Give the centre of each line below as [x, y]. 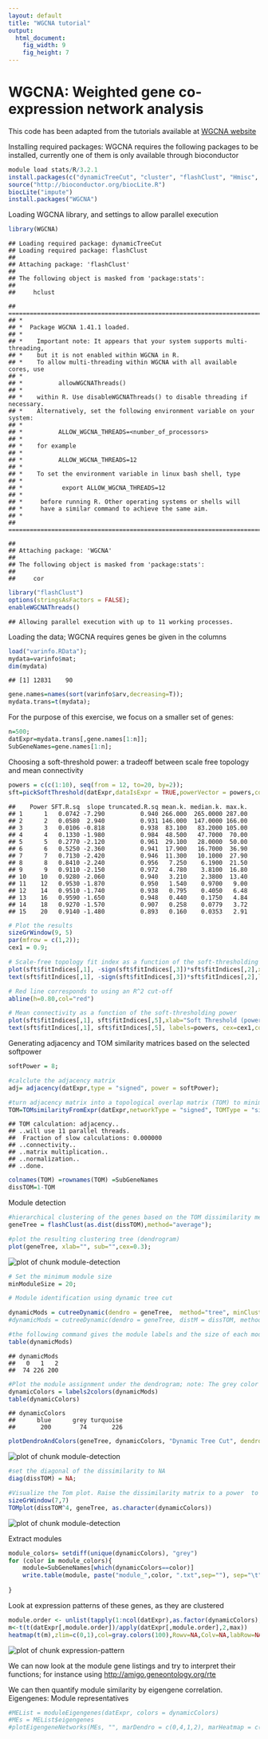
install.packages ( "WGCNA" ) [53, 199]
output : [21, 30]
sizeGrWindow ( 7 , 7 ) [39, 1500]
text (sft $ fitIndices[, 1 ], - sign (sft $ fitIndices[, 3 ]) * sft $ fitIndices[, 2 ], [134, 977]
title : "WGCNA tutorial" [49, 23]
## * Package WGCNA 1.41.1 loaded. [69, 328]
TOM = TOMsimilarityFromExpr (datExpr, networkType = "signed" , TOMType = [128, 1110]
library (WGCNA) [33, 229]
